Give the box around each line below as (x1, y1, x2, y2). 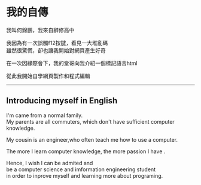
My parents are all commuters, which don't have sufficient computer (6, 118, 175, 125)
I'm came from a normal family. (6, 112, 83, 119)
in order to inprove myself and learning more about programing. (6, 172, 163, 179)
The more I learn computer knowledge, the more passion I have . (6, 148, 166, 155)
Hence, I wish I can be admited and (6, 159, 93, 166)
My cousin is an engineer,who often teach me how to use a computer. (6, 136, 178, 143)
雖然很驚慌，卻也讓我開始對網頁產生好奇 (6, 46, 106, 54)
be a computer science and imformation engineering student (6, 166, 156, 173)
